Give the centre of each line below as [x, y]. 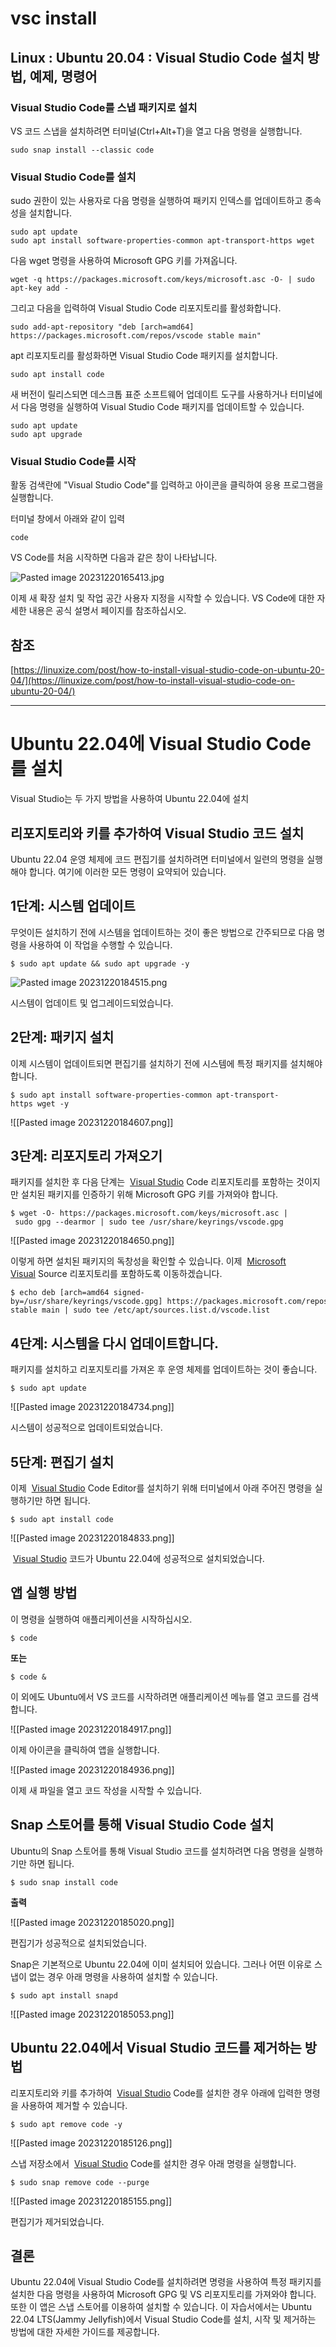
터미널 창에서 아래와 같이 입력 [68, 519]
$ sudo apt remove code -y [66, 2124]
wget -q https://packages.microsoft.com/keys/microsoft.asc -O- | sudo [162, 280]
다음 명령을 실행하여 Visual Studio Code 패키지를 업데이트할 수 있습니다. [162, 407]
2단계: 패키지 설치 [62, 1037]
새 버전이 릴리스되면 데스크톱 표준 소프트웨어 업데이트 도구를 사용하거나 [149, 394]
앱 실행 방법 [44, 1593]
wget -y [53, 1103]
